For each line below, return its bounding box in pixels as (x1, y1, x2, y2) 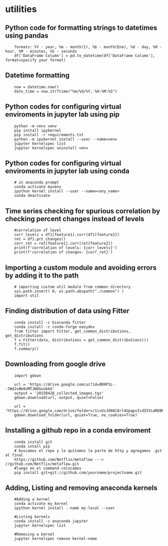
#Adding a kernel (14, 497, 50, 502)
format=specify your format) (5, 58, 66, 63)
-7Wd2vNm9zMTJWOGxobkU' (5, 386, 55, 391)
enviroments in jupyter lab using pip (5, 110, 120, 119)
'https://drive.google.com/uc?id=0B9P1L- (27, 382, 115, 387)
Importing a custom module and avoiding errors (5, 263, 157, 272)
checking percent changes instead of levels (5, 214, 144, 223)
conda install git (14, 439, 52, 444)
